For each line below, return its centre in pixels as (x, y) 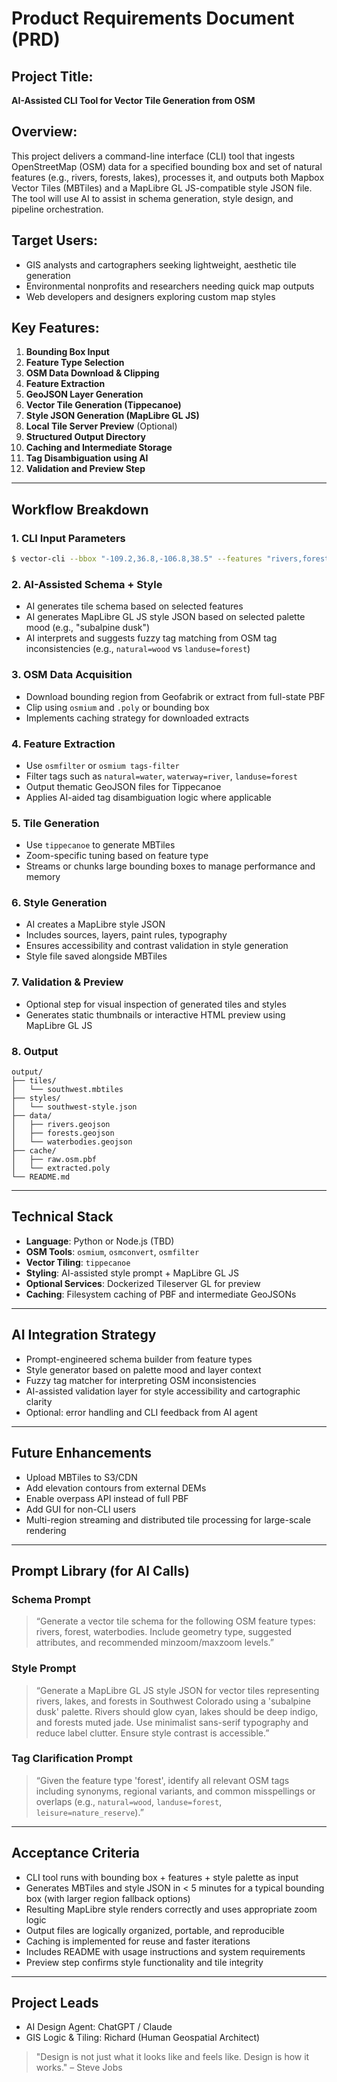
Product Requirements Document (153, 18)
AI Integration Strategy (84, 1335)
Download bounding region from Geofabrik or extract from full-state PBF (175, 696)
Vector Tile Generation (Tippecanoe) (103, 405)
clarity (39, 1401)
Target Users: (55, 240)
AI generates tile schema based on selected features (134, 606)
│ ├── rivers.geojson (61, 1125)
